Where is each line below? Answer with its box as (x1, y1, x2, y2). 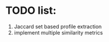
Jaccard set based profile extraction (13, 23, 102, 30)
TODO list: (5, 4, 57, 17)
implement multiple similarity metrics (13, 29, 103, 36)
